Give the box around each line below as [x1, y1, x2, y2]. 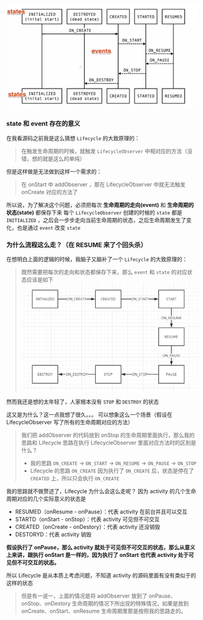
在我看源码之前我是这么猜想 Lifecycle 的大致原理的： [6, 134, 141, 141]
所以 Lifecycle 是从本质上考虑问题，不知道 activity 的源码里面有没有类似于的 [6, 572, 196, 579]
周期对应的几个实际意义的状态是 [6, 495, 86, 502]
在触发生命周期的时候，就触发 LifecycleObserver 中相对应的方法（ [21, 147, 188, 155]
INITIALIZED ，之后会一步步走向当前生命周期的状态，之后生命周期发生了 [6, 216, 187, 223]
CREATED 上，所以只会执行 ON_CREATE [30, 475, 120, 482]
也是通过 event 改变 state [16, 224, 81, 231]
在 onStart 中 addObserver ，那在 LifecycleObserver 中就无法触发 [21, 181, 186, 188]
